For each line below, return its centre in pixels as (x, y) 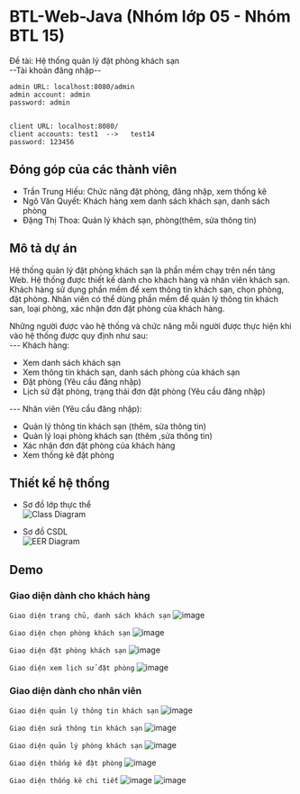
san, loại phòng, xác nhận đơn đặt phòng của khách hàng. (117, 308)
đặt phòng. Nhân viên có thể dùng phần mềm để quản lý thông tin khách (144, 298)
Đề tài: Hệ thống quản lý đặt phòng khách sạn (95, 60)
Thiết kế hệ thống (59, 483)
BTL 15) (37, 36)
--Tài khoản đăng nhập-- (55, 70)
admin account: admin (50, 95)
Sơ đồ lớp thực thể (57, 505)
